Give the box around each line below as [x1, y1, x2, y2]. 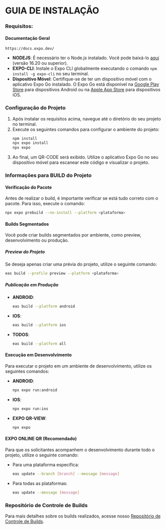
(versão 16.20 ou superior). [12, 60, 68, 66]
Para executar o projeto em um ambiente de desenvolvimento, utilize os [5, 363, 152, 369]
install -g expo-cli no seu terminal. [12, 71, 89, 77]
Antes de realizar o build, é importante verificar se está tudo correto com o [5, 195, 158, 201]
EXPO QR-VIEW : [12, 415, 47, 421]
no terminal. [12, 121, 37, 127]
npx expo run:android [12, 388, 57, 393]
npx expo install [12, 140, 49, 145]
